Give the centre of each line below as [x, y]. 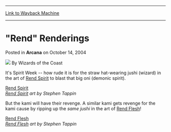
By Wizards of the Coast [37, 63]
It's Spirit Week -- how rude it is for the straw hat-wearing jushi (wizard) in [83, 73]
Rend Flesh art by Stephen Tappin [41, 124]
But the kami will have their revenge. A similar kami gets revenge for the [80, 103]
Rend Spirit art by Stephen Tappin [41, 93]
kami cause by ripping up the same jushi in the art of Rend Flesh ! [73, 108]
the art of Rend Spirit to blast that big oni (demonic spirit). [66, 78]
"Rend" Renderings [47, 38]
